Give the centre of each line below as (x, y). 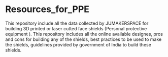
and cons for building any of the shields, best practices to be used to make (83, 39)
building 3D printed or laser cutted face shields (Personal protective (76, 28)
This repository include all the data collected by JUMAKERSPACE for (77, 23)
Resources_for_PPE (47, 9)
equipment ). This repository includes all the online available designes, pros (84, 34)
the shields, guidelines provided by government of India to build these (78, 44)
